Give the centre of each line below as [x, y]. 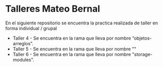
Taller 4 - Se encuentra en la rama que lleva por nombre [72, 38]
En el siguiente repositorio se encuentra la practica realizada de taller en [81, 23]
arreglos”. [23, 43]
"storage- [142, 54]
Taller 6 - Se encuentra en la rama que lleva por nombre [72, 54]
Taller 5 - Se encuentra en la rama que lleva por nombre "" [75, 49]
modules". [23, 59]
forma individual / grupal [31, 28]
